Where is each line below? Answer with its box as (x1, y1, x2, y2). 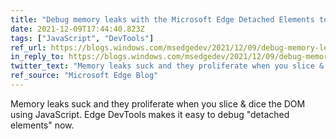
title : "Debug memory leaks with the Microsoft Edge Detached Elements (10, 14, 315, 25)
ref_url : (10, 42, 47, 53)
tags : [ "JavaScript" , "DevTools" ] (10, 33, 155, 43)
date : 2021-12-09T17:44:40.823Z (10, 24, 145, 34)
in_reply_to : (10, 52, 65, 62)
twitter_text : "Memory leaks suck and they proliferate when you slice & (10, 61, 325, 71)
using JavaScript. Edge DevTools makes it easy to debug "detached (10, 108, 290, 120)
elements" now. (10, 119, 75, 131)
